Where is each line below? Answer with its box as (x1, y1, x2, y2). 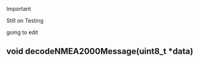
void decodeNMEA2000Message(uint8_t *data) (6, 46, 193, 57)
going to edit (6, 29, 39, 36)
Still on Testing (6, 17, 44, 24)
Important (6, 5, 31, 12)
